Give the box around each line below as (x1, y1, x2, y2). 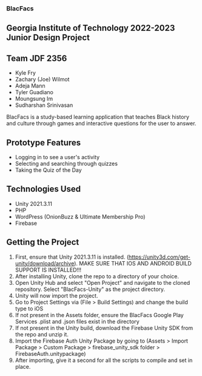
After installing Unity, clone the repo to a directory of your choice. (15, 272, 179, 280)
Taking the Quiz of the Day (15, 166, 82, 174)
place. (15, 363, 31, 370)
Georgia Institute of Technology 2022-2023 (6, 23, 175, 33)
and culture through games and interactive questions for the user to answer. (6, 120, 197, 127)
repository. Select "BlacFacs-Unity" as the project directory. (15, 285, 166, 293)
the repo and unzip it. (15, 330, 69, 338)
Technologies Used (6, 184, 81, 194)
